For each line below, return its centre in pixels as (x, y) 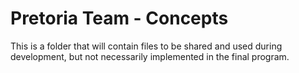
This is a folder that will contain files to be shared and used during (146, 46)
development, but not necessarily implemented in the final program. (150, 56)
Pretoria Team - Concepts (119, 18)
